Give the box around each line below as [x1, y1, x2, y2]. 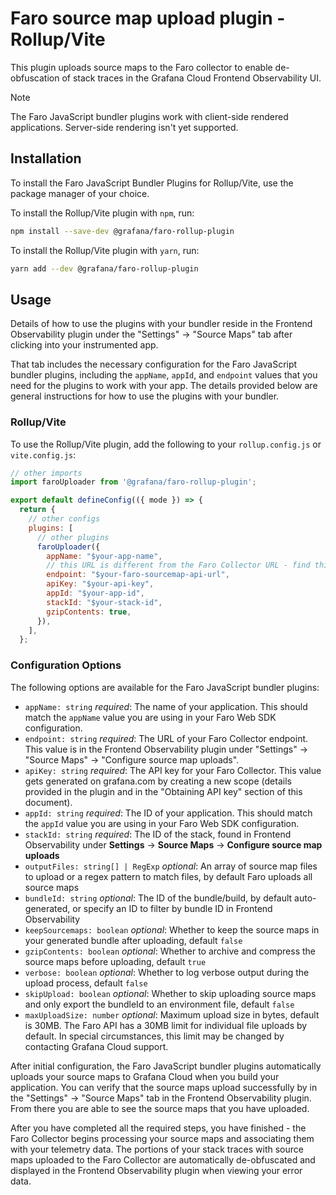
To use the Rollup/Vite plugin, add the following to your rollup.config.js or [10, 438, 322, 450]
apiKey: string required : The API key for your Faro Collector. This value [24, 764, 322, 776]
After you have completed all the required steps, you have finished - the [10, 1122, 307, 1134]
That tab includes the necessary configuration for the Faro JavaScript [10, 358, 298, 371]
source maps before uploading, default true [24, 955, 207, 967]
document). [24, 796, 73, 808]
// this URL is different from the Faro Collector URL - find [46, 560, 311, 571]
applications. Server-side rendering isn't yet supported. [10, 121, 239, 133]
